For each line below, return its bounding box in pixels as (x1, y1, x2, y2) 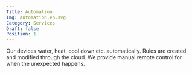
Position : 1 (6, 31, 36, 37)
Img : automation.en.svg (6, 14, 66, 20)
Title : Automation (6, 8, 53, 15)
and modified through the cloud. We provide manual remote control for (6, 54, 182, 61)
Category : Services (6, 20, 56, 26)
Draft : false (6, 25, 39, 32)
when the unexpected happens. (6, 60, 86, 68)
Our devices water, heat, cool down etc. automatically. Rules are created (6, 47, 187, 54)
